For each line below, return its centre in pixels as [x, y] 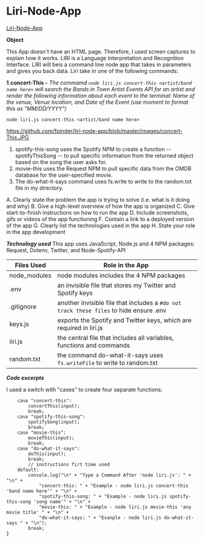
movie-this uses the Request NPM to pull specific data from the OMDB [103, 168]
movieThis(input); [51, 438]
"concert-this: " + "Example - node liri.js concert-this [114, 485]
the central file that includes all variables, [116, 337]
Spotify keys [75, 293]
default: [28, 470]
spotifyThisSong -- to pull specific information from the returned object [104, 156]
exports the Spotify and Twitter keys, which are [124, 320]
